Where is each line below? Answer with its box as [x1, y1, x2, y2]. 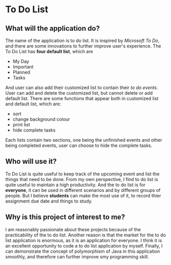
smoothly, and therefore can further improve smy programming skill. [5, 253, 149, 259]
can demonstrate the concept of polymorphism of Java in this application [5, 248, 160, 254]
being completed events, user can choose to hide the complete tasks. [5, 142, 153, 148]
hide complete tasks [12, 127, 56, 133]
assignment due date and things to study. [5, 198, 93, 204]
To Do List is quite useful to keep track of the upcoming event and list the [5, 170, 160, 177]
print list [12, 122, 30, 127]
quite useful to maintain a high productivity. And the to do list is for [5, 182, 146, 188]
